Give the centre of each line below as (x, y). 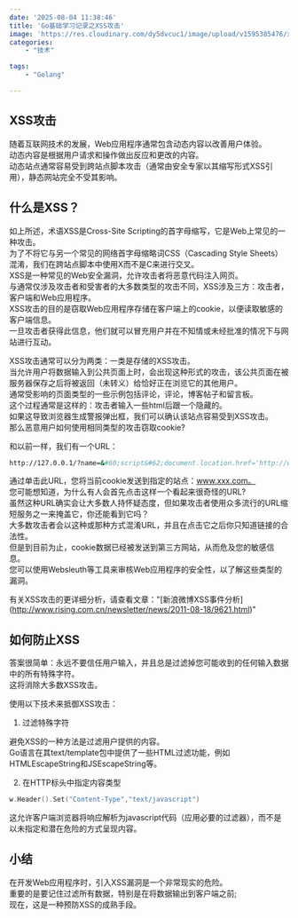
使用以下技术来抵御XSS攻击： (63, 704)
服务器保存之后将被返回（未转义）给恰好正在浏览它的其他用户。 (125, 383)
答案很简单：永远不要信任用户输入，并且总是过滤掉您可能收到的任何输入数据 (149, 663)
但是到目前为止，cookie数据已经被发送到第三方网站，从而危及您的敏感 (138, 548)
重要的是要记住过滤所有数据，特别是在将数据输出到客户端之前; (123, 893)
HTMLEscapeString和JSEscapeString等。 (86, 764)
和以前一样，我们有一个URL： (63, 446)
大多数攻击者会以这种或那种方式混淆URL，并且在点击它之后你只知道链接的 (145, 526)
